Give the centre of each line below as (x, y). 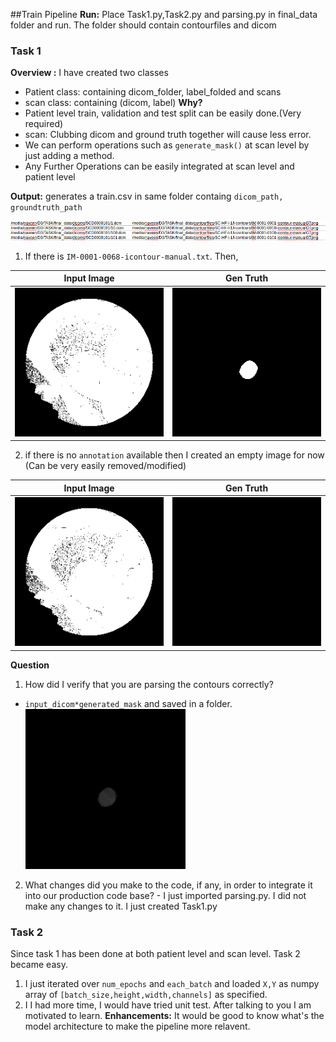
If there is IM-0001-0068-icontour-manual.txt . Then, (131, 256)
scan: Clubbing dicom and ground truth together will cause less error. (168, 135)
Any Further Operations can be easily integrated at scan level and (159, 166)
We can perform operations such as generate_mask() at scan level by (167, 145)
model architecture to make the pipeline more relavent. (137, 1026)
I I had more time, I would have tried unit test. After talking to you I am (168, 1005)
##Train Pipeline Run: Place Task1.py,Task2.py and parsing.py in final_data (164, 14)
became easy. (39, 965)
